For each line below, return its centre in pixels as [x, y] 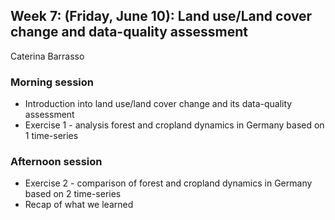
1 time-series [51, 136]
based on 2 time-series [73, 194]
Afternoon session [56, 162]
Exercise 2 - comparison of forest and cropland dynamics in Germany [168, 183]
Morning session [52, 82]
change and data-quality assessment [129, 32]
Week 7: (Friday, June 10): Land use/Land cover [161, 16]
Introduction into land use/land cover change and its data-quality [158, 104]
